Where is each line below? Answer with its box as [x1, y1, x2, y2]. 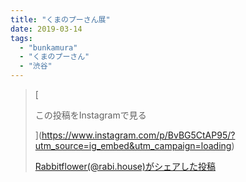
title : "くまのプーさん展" [10, 14, 111, 25]
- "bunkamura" [19, 42, 78, 53]
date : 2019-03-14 [10, 24, 83, 34]
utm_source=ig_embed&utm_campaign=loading [34, 140, 232, 151]
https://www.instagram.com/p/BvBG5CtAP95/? [41, 129, 236, 141]
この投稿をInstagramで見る [34, 109, 147, 121]
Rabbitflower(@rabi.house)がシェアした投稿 [34, 161, 216, 172]
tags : [10, 33, 33, 43]
